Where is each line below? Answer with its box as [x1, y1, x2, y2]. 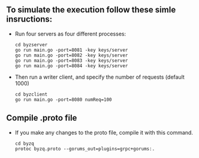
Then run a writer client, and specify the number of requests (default [14, 73, 185, 81]
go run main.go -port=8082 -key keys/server [14, 52, 128, 58]
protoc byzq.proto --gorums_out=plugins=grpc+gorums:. [14, 145, 155, 152]
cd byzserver [14, 41, 48, 47]
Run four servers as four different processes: [14, 30, 126, 37]
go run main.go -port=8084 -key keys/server [14, 62, 128, 68]
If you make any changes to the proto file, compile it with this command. [14, 129, 194, 136]
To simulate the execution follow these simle [6, 5, 176, 15]
